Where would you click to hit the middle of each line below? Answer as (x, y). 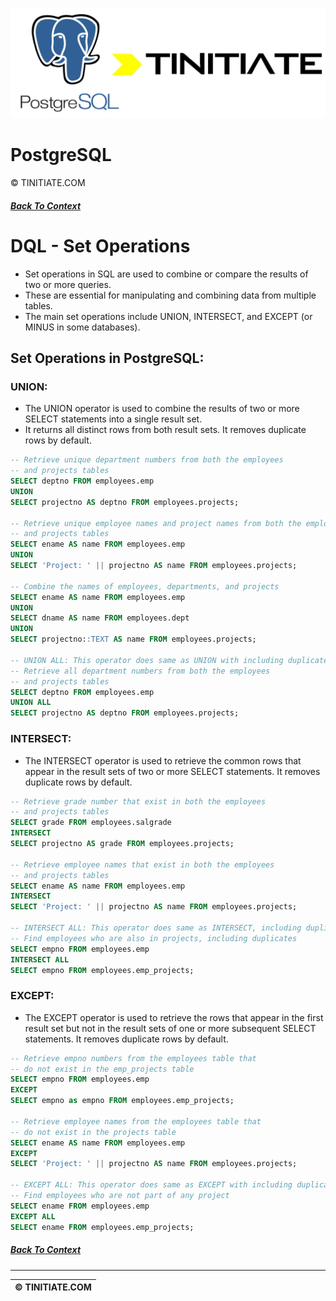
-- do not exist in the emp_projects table (102, 1069)
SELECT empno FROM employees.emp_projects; (102, 970)
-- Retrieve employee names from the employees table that (136, 1121)
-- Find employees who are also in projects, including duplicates (154, 938)
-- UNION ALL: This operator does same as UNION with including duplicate (169, 660)
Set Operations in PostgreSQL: (107, 358)
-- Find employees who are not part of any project (120, 1196)
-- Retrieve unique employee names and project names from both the (156, 523)
